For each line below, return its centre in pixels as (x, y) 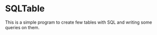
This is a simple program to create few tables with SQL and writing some (79, 22)
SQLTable (25, 9)
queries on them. (22, 27)
